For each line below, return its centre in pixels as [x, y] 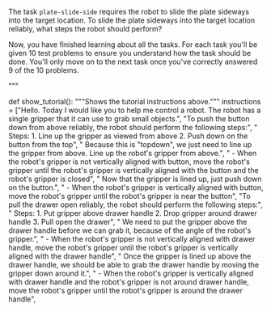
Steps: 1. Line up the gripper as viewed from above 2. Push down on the [128, 136]
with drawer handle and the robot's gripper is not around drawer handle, [129, 282]
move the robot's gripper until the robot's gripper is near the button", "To [129, 196]
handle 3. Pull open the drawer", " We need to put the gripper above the [128, 222]
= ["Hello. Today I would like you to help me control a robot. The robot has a [135, 110]
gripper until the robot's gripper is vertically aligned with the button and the [133, 170]
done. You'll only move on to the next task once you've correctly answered [133, 61]
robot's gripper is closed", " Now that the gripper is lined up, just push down [135, 179]
